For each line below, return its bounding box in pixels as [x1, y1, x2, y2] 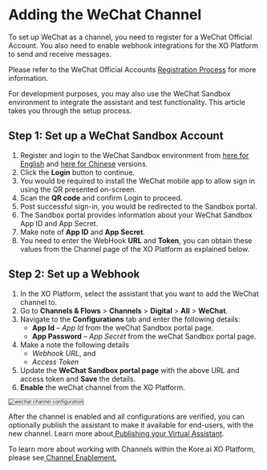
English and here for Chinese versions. [19, 159, 148, 168]
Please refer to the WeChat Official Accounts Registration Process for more [8, 64, 257, 74]
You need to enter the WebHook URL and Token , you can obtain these [19, 235, 253, 245]
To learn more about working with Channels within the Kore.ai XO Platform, [8, 444, 256, 454]
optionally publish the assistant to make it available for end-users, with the [8, 419, 254, 430]
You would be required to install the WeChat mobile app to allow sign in [19, 176, 255, 185]
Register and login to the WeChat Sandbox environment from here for [19, 150, 249, 160]
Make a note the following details [19, 339, 130, 350]
